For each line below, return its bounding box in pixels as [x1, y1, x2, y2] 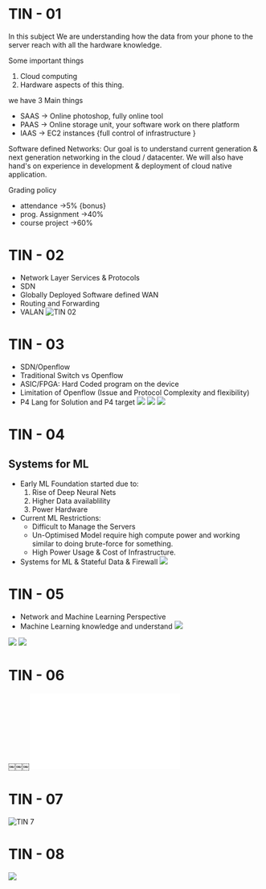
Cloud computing [19, 71, 78, 81]
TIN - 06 [8, 666, 65, 684]
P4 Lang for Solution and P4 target [19, 397, 135, 407]
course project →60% [19, 218, 93, 227]
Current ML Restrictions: [19, 513, 102, 522]
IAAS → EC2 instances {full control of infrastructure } [19, 128, 196, 138]
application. [8, 169, 47, 179]
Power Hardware [31, 505, 88, 514]
